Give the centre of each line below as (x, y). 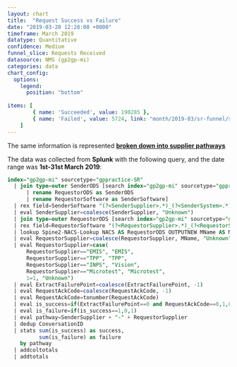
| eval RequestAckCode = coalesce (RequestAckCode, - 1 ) (93, 291)
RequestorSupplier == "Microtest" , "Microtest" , (96, 271)
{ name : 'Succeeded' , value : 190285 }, (91, 112)
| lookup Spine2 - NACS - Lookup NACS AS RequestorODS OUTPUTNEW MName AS (120, 232)
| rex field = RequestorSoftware (60, 225)
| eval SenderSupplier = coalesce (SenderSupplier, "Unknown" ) (104, 212)
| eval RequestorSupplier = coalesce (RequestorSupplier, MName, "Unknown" (123, 239)
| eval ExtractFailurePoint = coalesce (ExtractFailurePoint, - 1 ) (108, 284)
